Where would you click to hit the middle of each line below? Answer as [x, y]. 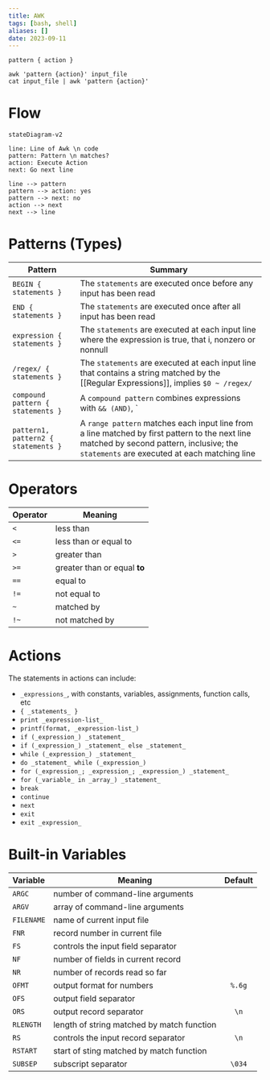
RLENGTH [27, 1024]
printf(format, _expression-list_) [80, 729]
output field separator [94, 998]
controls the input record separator [119, 1037]
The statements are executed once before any [166, 283]
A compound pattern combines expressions [160, 398]
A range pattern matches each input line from [167, 424]
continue [35, 797]
